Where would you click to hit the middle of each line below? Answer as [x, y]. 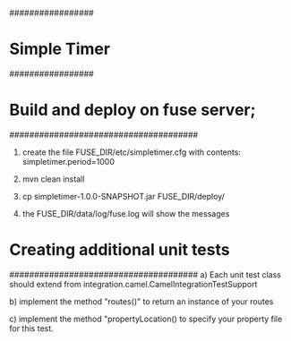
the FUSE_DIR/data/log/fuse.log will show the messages [126, 213]
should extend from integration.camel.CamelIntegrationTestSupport [133, 284]
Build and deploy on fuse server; [133, 110]
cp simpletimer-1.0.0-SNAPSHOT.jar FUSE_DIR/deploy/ [124, 196]
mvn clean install [53, 179]
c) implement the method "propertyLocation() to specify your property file [146, 319]
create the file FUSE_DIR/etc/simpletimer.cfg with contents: [132, 152]
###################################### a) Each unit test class [145, 274]
